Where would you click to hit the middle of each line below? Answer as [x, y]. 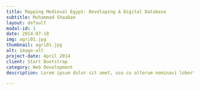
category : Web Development [40, 67]
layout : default [26, 23]
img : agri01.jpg [26, 39]
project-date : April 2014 [38, 56]
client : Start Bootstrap [37, 61]
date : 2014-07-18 [28, 34]
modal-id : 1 [21, 28]
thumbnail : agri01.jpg [34, 45]
